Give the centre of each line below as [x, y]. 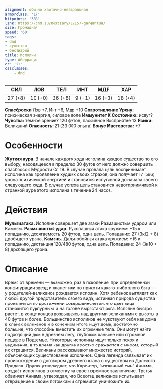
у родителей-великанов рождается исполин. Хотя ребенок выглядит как [81, 293]
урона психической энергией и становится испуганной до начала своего [81, 179]
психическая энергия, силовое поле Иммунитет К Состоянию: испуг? [79, 115]
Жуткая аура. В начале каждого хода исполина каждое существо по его [81, 159]
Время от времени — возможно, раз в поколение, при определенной [77, 282]
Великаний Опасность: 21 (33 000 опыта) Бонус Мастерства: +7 [73, 126]
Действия [26, 210]
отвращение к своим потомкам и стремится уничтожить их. [68, 381]
